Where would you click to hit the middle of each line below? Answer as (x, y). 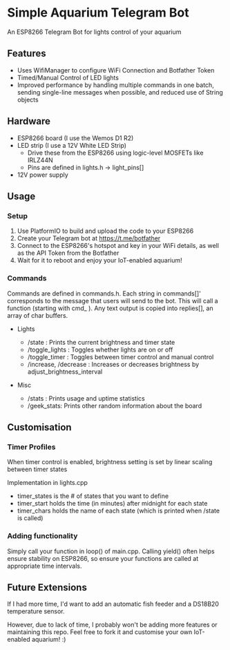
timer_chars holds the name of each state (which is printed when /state (118, 511)
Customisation (39, 427)
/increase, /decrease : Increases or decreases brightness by (113, 364)
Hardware (29, 121)
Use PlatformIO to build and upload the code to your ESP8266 (105, 231)
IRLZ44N (40, 160)
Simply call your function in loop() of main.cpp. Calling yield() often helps (111, 551)
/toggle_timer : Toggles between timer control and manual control (121, 356)
